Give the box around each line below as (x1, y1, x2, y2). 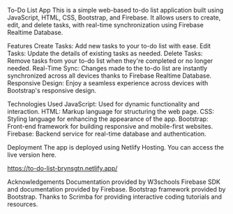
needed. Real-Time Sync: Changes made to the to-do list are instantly (7, 64, 208, 72)
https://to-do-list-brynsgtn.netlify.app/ (7, 164, 118, 172)
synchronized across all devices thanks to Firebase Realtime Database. (7, 71, 212, 80)
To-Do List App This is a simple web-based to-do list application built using (7, 6, 224, 14)
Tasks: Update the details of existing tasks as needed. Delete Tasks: (7, 49, 203, 57)
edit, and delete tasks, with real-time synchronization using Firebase (7, 21, 204, 29)
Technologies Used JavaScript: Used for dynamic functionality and (7, 100, 200, 108)
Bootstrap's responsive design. (7, 87, 97, 94)
